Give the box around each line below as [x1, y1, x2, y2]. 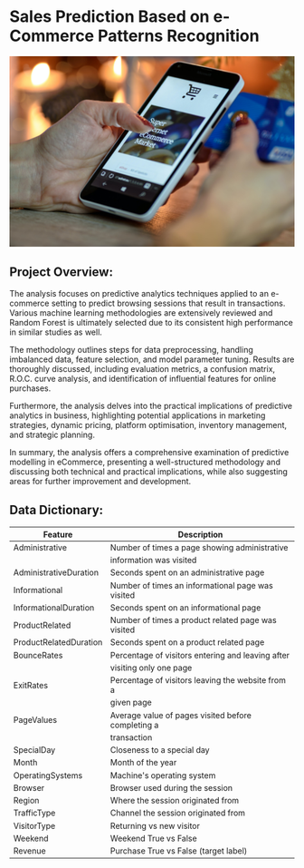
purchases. [9, 383, 52, 394]
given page [109, 697, 152, 708]
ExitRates [13, 679, 48, 690]
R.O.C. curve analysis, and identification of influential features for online [9, 374, 277, 385]
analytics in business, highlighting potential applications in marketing [9, 410, 266, 421]
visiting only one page [109, 662, 193, 673]
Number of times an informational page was [109, 580, 273, 590]
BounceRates [13, 649, 63, 660]
